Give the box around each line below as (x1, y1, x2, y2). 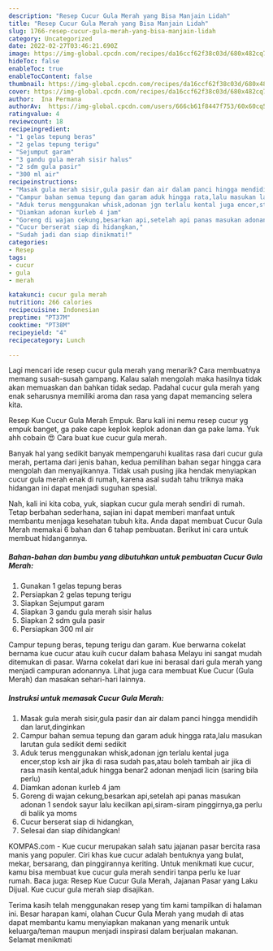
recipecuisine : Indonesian (8, 306, 100, 314)
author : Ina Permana (8, 95, 82, 103)
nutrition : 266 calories (8, 298, 93, 307)
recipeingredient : (8, 125, 71, 133)
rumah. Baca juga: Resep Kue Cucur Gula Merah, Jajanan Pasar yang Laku (8, 876, 258, 886)
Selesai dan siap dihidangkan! (19, 826, 120, 836)
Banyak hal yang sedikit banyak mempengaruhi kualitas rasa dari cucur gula (8, 448, 263, 459)
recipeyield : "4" (8, 328, 67, 337)
